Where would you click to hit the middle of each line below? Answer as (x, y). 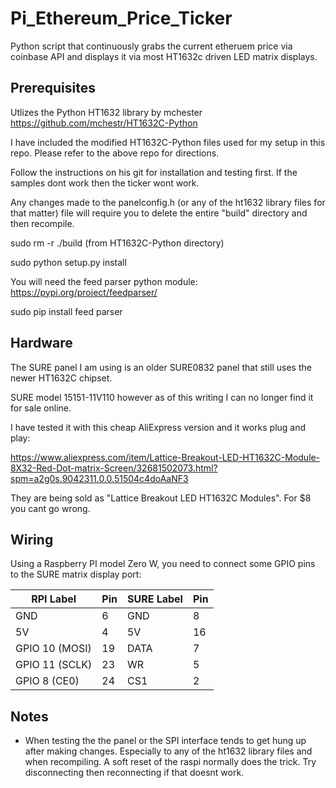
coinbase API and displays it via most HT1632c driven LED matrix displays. (164, 56)
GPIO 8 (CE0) (47, 681)
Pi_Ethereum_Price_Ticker (121, 18)
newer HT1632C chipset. (61, 378)
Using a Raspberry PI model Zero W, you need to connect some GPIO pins (163, 564)
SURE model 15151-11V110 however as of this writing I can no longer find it (162, 397)
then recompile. (42, 223)
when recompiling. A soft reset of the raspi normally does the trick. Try (170, 762)
